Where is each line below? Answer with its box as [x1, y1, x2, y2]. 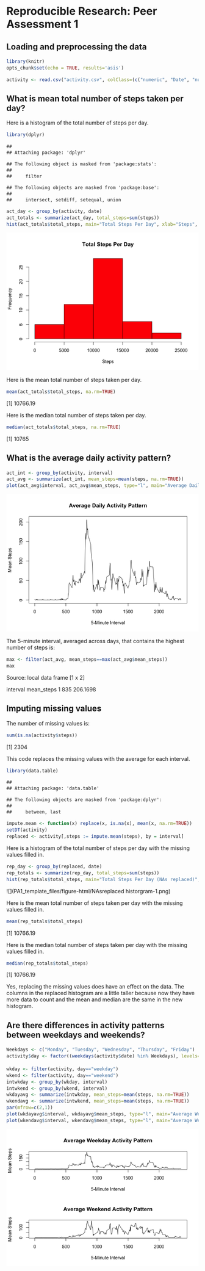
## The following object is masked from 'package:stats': [6, 161, 157, 167]
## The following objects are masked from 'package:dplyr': [6, 797, 163, 803]
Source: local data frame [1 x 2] [6, 674, 85, 681]
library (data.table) [6, 768, 59, 774]
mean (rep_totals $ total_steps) [6, 918, 84, 924]
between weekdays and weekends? [6, 1029, 145, 1040]
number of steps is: [6, 644, 55, 651]
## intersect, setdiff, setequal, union [6, 197, 121, 203]
